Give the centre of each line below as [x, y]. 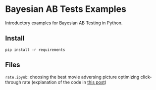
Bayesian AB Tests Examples [66, 9]
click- [146, 77]
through [13, 82]
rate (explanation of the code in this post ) [64, 82]
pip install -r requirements [35, 50]
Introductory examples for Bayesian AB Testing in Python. [64, 23]
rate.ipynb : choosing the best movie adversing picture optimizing [72, 77]
